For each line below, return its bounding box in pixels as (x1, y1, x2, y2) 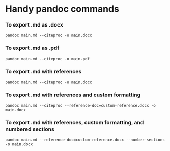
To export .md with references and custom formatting (5, 91, 141, 98)
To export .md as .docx (5, 21, 64, 29)
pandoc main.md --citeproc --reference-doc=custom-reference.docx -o (5, 103, 156, 108)
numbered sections (5, 125, 54, 133)
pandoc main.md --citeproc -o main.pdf (5, 56, 90, 61)
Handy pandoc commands (5, 3, 120, 15)
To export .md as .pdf (5, 44, 60, 52)
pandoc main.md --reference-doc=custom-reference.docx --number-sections (5, 137, 165, 142)
